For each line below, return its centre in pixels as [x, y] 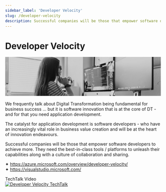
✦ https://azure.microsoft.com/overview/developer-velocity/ [67, 164]
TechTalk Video [21, 179]
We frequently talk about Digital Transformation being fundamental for [77, 104]
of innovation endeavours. [32, 135]
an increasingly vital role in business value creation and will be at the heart [81, 129]
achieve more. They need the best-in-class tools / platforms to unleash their [83, 149]
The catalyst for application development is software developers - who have [83, 124]
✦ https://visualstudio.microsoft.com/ [43, 169]
